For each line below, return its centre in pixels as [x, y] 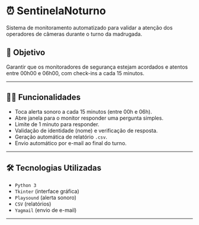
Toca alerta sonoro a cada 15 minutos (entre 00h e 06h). [83, 111]
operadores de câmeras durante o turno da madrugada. [74, 34]
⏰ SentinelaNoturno [56, 11]
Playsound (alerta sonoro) [46, 198]
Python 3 [25, 186]
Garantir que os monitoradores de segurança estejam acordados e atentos [97, 67]
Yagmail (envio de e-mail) [46, 210]
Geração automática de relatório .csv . [61, 137]
